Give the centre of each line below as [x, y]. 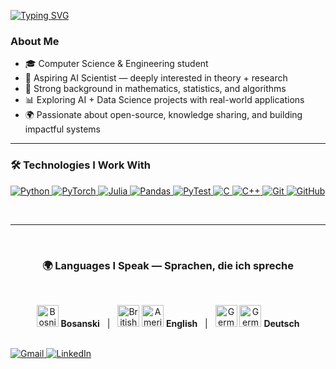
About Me [35, 41]
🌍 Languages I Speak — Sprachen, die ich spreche [168, 265]
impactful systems [62, 129]
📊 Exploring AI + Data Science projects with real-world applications [164, 100]
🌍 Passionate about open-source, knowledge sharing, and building [163, 115]
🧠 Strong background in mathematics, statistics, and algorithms [155, 89]
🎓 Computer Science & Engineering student [116, 64]
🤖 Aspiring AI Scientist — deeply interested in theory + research [156, 78]
